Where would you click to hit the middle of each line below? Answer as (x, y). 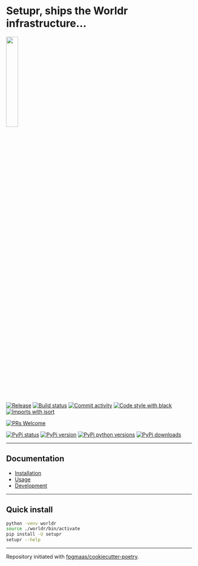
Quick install (29, 510)
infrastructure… (46, 23)
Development (31, 486)
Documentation (35, 459)
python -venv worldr (32, 523)
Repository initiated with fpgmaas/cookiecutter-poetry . (73, 557)
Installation (28, 473)
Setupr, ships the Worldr (67, 11)
